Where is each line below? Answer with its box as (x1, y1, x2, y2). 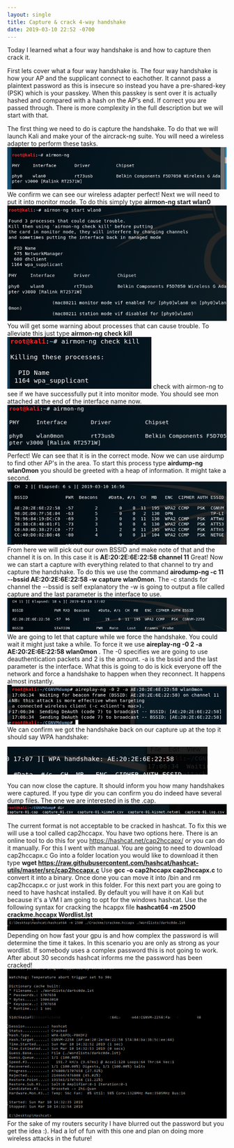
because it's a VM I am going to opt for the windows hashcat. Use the (7, 896, 208, 904)
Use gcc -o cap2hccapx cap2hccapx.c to (100, 866, 223, 874)
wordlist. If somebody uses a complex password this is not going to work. (7, 946, 219, 954)
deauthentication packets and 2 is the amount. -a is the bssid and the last (7, 655, 218, 663)
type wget (7, 859, 37, 867)
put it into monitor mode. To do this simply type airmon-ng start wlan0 (7, 197, 211, 205)
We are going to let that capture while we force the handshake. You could (7, 633, 218, 641)
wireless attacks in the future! (7, 1134, 93, 1142)
